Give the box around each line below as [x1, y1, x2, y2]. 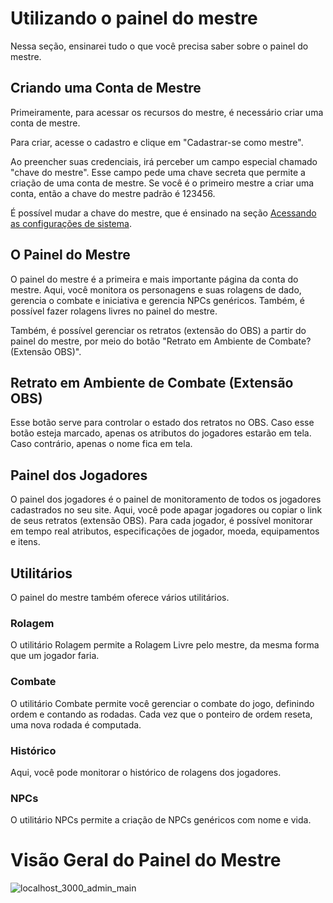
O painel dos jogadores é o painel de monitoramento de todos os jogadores [10, 493, 322, 506]
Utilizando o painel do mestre [10, 7, 258, 30]
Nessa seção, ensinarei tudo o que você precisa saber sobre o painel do [10, 40, 309, 52]
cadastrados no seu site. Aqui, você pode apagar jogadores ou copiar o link [10, 504, 323, 516]
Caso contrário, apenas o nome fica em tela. [10, 438, 193, 450]
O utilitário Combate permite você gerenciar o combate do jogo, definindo [10, 697, 315, 709]
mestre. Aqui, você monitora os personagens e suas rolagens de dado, [10, 283, 302, 296]
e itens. [10, 536, 41, 548]
